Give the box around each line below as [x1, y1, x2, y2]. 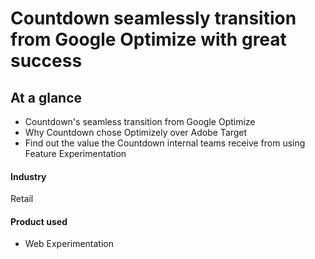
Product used [10, 215, 68, 227]
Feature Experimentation [24, 148, 127, 159]
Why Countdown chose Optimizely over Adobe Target [24, 127, 248, 138]
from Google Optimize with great [10, 28, 287, 51]
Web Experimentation [24, 238, 114, 250]
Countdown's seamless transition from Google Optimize [24, 116, 256, 127]
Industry [10, 170, 47, 182]
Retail [10, 193, 34, 205]
